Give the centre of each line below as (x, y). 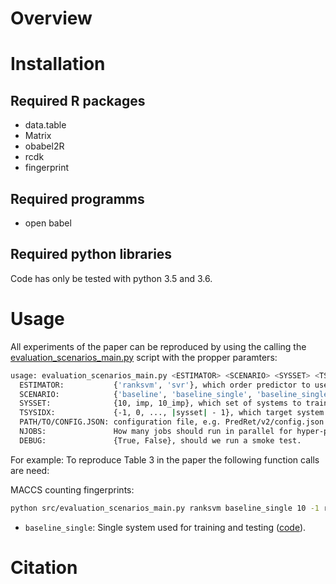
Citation (44, 567)
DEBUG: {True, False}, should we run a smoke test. (160, 440)
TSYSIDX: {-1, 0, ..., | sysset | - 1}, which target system (172, 413)
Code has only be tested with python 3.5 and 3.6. (111, 278)
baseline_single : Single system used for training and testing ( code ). (165, 527)
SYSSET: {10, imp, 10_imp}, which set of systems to (160, 403)
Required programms (77, 198)
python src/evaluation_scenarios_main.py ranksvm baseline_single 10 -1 (165, 508)
